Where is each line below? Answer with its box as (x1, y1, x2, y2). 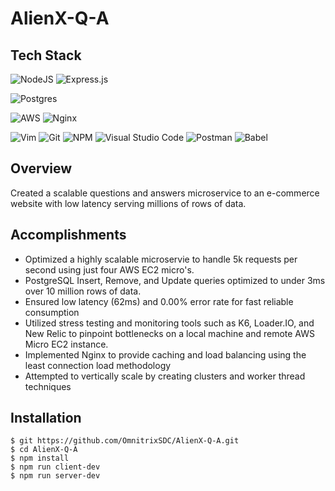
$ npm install (10, 453, 70, 464)
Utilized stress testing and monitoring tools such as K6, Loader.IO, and (24, 317, 315, 329)
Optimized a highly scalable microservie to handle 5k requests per (24, 253, 298, 265)
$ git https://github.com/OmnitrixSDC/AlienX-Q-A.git (10, 436, 240, 446)
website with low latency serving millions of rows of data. (10, 197, 247, 209)
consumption (24, 306, 80, 318)
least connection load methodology (24, 359, 172, 371)
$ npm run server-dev (10, 471, 101, 481)
